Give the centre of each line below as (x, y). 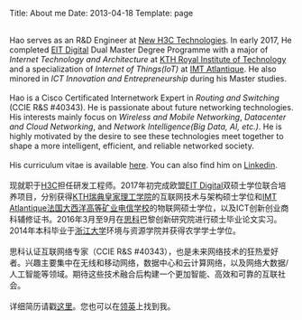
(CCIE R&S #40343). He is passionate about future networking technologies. (151, 107)
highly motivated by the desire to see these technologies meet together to (146, 136)
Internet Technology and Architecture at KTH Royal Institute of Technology (148, 59)
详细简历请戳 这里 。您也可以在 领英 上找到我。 (92, 306)
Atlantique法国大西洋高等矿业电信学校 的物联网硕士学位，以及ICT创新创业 (145, 208)
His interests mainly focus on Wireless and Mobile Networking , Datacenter (148, 117)
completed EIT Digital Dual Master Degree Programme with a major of (139, 50)
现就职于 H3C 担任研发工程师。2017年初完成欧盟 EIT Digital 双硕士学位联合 (144, 185)
